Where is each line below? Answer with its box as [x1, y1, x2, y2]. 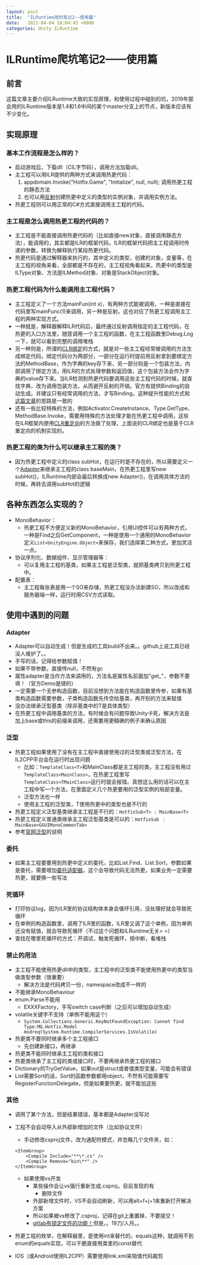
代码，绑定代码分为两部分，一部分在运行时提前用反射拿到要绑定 [30, 352, 187, 360]
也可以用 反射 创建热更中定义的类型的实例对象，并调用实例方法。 [23, 193, 180, 200]
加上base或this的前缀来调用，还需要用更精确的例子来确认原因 [14, 717, 167, 725]
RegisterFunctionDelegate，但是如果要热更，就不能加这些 [14, 1080, 157, 1087]
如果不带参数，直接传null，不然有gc [14, 665, 103, 672]
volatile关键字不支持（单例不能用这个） [14, 1010, 111, 1017]
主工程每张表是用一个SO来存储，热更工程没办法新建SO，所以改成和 [23, 583, 190, 590]
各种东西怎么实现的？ [6, 499, 85, 510]
